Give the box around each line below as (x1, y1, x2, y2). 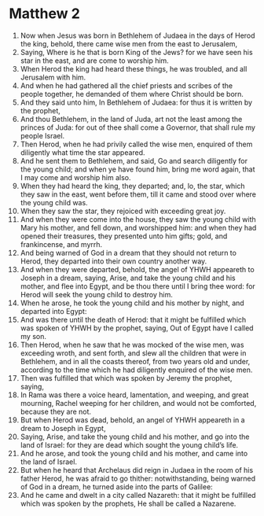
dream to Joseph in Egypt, (20, 423, 106, 433)
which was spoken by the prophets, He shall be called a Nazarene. (20, 499, 236, 508)
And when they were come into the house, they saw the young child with (20, 214, 256, 224)
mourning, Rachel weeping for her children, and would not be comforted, (20, 398, 257, 407)
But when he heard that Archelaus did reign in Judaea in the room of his (20, 465, 254, 474)
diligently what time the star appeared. (20, 147, 145, 157)
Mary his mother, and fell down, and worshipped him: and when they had (20, 223, 257, 232)
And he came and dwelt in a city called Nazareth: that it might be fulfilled (20, 490, 256, 499)
